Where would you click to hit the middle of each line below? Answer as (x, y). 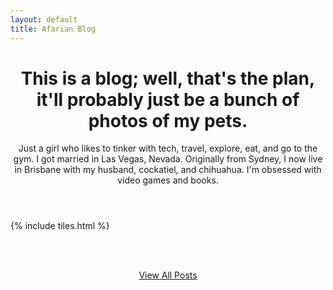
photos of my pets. (168, 120)
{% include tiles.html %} (60, 226)
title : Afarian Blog (53, 29)
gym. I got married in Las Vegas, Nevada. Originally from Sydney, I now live (168, 159)
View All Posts (168, 275)
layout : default (44, 19)
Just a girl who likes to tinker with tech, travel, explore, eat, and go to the (168, 148)
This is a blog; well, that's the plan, (168, 78)
